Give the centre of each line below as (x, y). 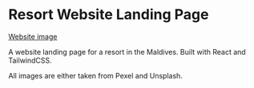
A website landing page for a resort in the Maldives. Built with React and (127, 52)
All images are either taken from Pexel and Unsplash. (95, 75)
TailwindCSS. (30, 60)
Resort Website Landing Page (109, 15)
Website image (33, 36)
